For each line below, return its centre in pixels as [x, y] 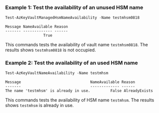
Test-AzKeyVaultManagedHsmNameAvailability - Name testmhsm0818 [72, 18]
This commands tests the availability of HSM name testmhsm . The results [80, 100]
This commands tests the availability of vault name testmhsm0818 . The [77, 45]
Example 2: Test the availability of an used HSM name [72, 63]
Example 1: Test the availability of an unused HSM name [74, 7]
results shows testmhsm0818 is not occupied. [50, 50]
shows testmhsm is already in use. [39, 106]
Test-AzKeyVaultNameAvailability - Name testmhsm [57, 73]
